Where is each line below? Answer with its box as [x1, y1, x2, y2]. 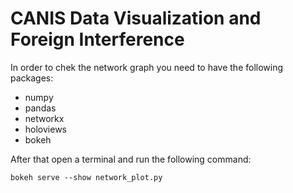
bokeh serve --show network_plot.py [10, 172, 163, 182]
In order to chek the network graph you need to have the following [10, 61, 284, 73]
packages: [10, 72, 54, 84]
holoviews [24, 123, 67, 135]
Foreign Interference [10, 28, 185, 51]
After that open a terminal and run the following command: [10, 153, 252, 165]
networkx [24, 112, 65, 124]
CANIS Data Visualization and [10, 7, 262, 30]
